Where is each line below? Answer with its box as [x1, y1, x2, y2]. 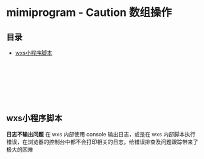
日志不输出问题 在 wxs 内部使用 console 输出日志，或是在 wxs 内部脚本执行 [6, 130, 196, 138]
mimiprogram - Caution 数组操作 [6, 6, 172, 20]
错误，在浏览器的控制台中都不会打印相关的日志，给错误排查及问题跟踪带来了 [6, 138, 199, 146]
